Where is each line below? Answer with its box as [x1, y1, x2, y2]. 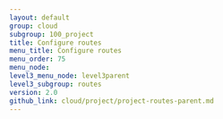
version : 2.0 [9, 88, 58, 97]
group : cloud [9, 21, 58, 30]
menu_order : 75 [9, 55, 66, 64]
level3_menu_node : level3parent [9, 72, 130, 81]
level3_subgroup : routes [9, 80, 102, 89]
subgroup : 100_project [9, 30, 94, 38]
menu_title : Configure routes [9, 47, 123, 55]
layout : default [9, 13, 70, 22]
